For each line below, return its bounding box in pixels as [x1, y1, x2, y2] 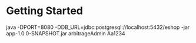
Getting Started [6, 4, 84, 18]
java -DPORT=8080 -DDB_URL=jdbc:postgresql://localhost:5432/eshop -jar [6, 24, 190, 31]
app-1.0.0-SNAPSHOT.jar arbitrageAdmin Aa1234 [6, 29, 125, 37]
